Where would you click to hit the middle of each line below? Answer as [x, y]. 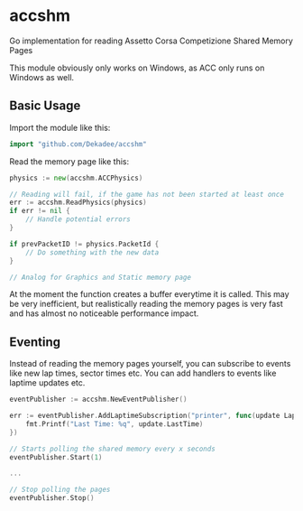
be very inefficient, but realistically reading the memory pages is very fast [146, 304]
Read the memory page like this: [69, 161]
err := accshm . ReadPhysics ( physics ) [78, 203]
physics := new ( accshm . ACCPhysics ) [76, 178]
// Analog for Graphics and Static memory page [101, 277]
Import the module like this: [60, 127]
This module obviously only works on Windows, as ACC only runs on [137, 68]
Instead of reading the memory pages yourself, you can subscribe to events [150, 364]
